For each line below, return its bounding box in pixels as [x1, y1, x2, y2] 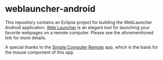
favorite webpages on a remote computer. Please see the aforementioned [5, 30, 154, 35]
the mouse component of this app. [5, 49, 75, 55]
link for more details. [5, 35, 47, 41]
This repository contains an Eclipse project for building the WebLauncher [5, 19, 153, 25]
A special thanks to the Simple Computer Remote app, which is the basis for [5, 44, 158, 50]
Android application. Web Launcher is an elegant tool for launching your [5, 24, 150, 30]
